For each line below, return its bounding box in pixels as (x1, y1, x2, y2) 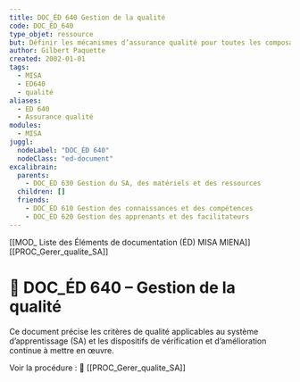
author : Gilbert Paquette (9, 46, 105, 55)
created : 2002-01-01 (9, 54, 87, 63)
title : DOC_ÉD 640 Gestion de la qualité (9, 12, 166, 22)
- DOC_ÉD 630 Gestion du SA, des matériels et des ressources (25, 179, 262, 188)
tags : (9, 63, 29, 72)
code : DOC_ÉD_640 (9, 21, 74, 30)
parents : (17, 170, 50, 179)
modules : (9, 121, 42, 130)
